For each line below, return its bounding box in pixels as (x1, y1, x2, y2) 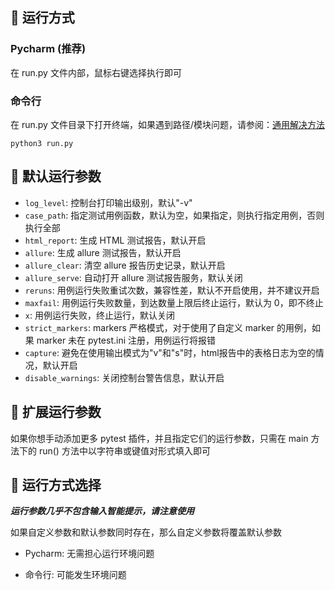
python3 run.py (10, 138, 74, 148)
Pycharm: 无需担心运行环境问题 (24, 548, 155, 560)
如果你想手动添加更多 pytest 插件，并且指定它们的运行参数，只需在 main (10, 432, 309, 444)
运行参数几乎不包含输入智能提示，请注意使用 (10, 505, 195, 517)
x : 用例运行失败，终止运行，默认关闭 (24, 309, 175, 321)
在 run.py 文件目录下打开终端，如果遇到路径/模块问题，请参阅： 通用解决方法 (10, 118, 325, 130)
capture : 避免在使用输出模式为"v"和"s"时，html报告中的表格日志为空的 (24, 346, 316, 358)
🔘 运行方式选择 (10, 477, 102, 493)
